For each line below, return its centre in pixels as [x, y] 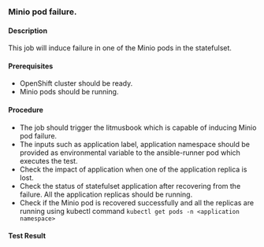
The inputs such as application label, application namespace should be [135, 144]
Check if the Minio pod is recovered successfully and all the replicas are [137, 202]
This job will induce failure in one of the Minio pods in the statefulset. [120, 48]
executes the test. [48, 160]
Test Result [27, 236]
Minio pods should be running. [69, 92]
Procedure [26, 109]
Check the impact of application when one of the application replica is [133, 169]
